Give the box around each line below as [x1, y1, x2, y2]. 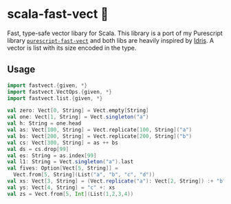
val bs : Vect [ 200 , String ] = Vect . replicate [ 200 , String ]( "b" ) [7, 132, 192, 140]
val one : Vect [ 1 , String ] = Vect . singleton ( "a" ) [7, 114, 149, 121]
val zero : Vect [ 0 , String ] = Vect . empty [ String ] [7, 107, 149, 114]
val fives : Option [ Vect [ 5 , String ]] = [7, 165, 118, 172]
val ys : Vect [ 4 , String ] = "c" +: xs [7, 184, 115, 191]
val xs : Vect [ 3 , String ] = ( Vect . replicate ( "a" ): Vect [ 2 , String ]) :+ [7, 178, 214, 185]
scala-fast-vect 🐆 [7, 6, 109, 22]
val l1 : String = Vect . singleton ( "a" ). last [7, 159, 134, 165]
